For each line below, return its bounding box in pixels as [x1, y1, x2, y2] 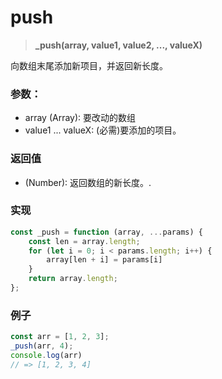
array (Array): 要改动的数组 [24, 112, 137, 124]
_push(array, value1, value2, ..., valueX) [34, 39, 203, 51]
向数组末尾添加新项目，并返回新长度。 [10, 59, 168, 71]
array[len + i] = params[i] [46, 255, 163, 265]
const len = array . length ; [28, 236, 141, 246]
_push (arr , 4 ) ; [10, 341, 74, 351]
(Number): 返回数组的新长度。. [24, 176, 152, 188]
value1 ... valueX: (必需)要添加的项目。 [24, 124, 182, 136]
